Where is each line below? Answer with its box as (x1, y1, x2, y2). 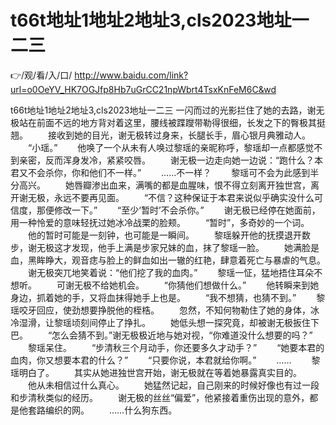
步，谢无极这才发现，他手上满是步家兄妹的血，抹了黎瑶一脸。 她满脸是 (10, 241, 320, 253)
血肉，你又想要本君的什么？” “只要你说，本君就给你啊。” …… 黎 (10, 354, 321, 366)
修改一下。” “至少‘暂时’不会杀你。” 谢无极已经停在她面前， (53, 204, 321, 216)
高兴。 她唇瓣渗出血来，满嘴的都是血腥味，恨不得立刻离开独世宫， (18, 179, 311, 191)
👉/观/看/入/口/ (10, 69, 73, 81)
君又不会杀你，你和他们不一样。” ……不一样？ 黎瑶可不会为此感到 (10, 166, 311, 178)
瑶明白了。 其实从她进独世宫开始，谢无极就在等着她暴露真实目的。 (10, 366, 302, 378)
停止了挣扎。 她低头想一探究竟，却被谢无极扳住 (97, 316, 311, 328)
